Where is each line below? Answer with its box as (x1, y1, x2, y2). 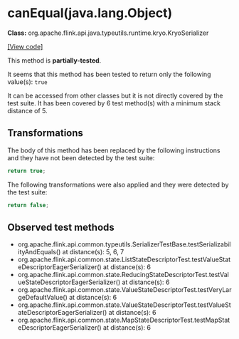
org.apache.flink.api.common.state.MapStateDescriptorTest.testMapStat (17, 315, 230, 325)
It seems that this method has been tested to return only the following (7, 70, 211, 78)
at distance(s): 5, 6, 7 (62, 248, 124, 256)
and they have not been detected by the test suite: (7, 153, 155, 162)
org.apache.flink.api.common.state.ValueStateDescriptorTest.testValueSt (17, 301, 231, 309)
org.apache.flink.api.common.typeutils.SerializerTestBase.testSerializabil (17, 240, 231, 249)
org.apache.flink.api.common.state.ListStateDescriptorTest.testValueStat (17, 255, 231, 264)
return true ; (7, 167, 46, 174)
